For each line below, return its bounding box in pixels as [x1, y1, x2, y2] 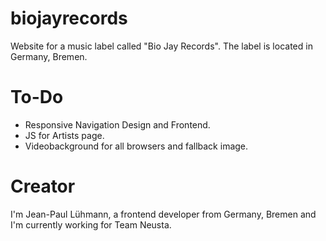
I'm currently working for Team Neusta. [10, 218, 172, 231]
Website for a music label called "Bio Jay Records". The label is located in [10, 40, 313, 52]
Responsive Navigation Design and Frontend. [24, 118, 211, 131]
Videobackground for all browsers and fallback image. [24, 140, 249, 152]
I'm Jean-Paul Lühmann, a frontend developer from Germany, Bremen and [10, 208, 317, 220]
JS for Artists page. [24, 129, 105, 141]
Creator [10, 175, 76, 198]
